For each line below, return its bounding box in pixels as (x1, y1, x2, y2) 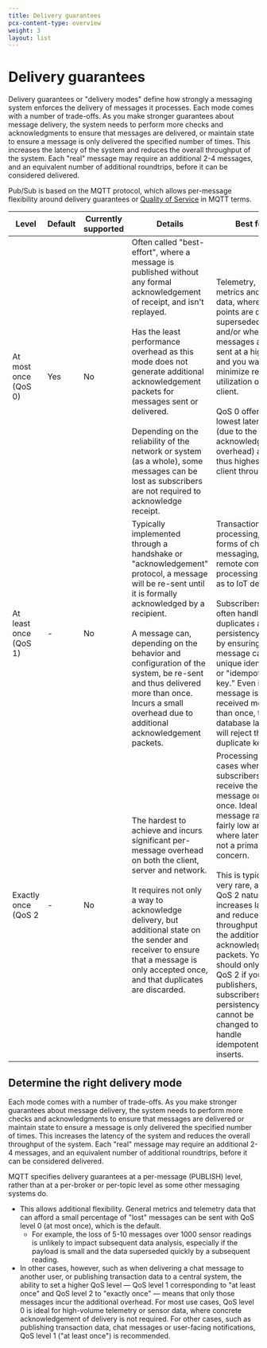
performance (131, 336, 181, 347)
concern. (215, 850, 250, 861)
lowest (215, 416, 241, 427)
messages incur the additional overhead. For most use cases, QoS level (19, 1297, 254, 1307)
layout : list (8, 33, 52, 42)
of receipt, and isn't (131, 296, 204, 307)
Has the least (131, 326, 181, 338)
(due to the (215, 426, 257, 437)
